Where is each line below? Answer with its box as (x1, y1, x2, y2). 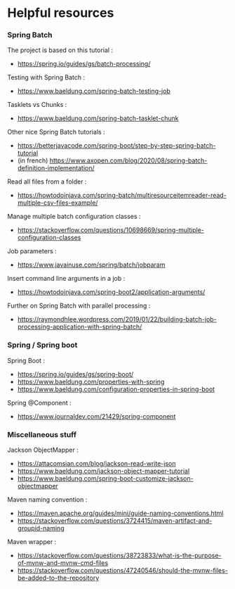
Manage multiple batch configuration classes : (7, 213, 142, 221)
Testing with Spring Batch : (7, 73, 86, 82)
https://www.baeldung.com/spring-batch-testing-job (17, 87, 170, 96)
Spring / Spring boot (7, 340, 78, 350)
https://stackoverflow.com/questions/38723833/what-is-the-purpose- (17, 551, 222, 560)
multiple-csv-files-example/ (17, 198, 98, 207)
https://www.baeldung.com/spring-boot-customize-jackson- (17, 474, 194, 483)
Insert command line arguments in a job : (7, 274, 126, 283)
